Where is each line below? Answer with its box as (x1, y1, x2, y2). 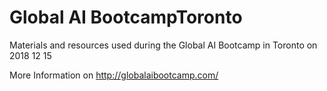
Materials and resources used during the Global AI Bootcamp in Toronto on (9, 39, 318, 51)
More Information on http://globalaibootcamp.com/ (9, 69, 219, 81)
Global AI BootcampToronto (9, 6, 243, 29)
